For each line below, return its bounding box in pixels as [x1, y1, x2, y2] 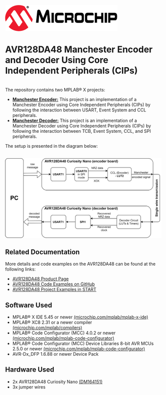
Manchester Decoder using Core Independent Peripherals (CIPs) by [12, 122, 152, 129]
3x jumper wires [12, 384, 46, 390]
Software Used [5, 301, 52, 309]
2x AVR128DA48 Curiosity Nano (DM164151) [12, 379, 103, 385]
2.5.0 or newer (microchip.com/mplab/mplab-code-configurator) [12, 346, 145, 352]
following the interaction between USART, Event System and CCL [12, 107, 147, 113]
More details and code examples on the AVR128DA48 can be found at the [5, 261, 156, 267]
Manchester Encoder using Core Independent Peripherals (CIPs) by [12, 101, 151, 107]
